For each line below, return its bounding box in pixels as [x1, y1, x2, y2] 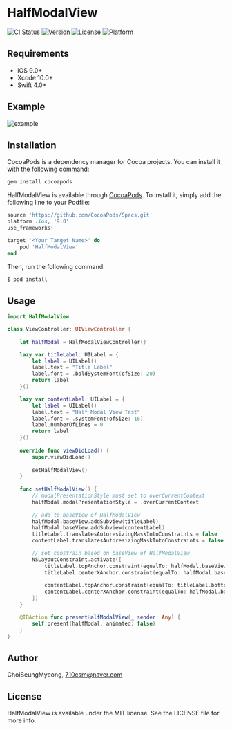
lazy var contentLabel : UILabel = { [19, 396, 126, 403]
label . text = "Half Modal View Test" [32, 408, 140, 416]
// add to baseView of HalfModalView [32, 511, 140, 518]
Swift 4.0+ [17, 81, 47, 89]
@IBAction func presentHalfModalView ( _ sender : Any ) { [19, 614, 181, 621]
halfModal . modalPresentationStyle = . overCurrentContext [32, 498, 199, 506]
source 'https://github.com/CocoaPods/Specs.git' [7, 212, 153, 219]
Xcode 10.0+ [17, 73, 53, 82]
